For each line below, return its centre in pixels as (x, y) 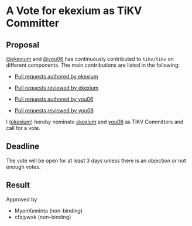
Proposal (23, 45)
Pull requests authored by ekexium (56, 76)
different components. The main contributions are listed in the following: (93, 65)
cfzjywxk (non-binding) (43, 217)
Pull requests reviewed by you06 (54, 110)
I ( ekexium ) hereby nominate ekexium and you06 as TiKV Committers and (95, 122)
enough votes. (23, 167)
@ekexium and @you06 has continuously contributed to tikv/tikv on (90, 59)
